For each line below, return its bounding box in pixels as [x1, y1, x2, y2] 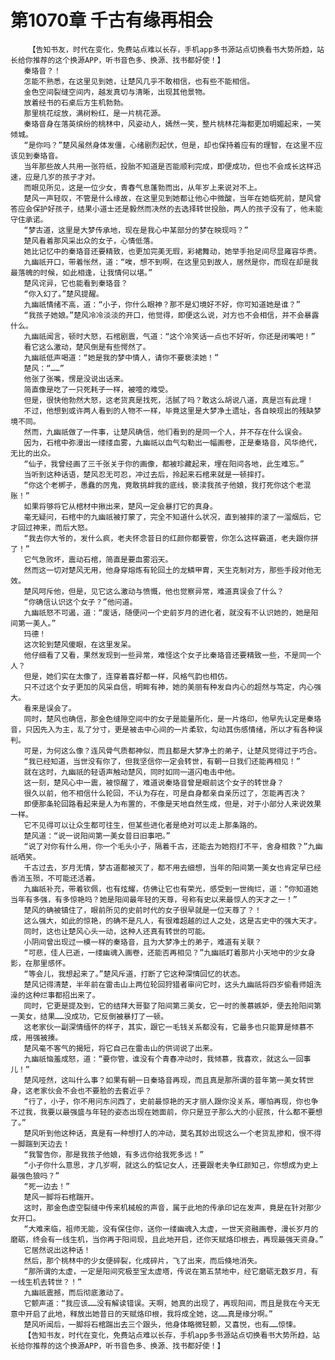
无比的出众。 [10, 448, 56, 458]
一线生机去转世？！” [10, 1277, 83, 1287]
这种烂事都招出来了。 [24, 990, 100, 1000]
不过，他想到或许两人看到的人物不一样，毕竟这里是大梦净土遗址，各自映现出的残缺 [23, 406, 315, 416]
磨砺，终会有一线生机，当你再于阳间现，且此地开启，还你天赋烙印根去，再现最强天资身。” [10, 1234, 324, 1245]
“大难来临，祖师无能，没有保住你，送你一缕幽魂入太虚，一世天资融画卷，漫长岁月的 [23, 1224, 319, 1234]
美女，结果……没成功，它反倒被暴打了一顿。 [17, 1011, 169, 1021]
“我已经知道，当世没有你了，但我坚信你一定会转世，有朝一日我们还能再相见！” [23, 756, 301, 766]
